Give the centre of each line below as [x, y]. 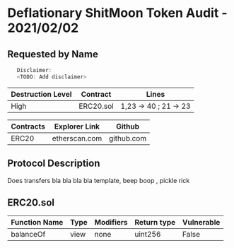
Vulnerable [201, 223]
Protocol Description [54, 164]
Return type [155, 223]
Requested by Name [53, 54]
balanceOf [28, 235]
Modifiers [111, 223]
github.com [128, 138]
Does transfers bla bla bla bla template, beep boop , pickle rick [99, 180]
